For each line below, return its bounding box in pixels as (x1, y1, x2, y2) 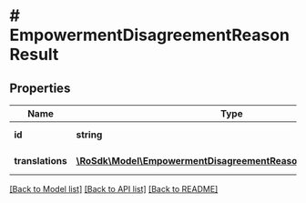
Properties (9, 80, 71, 96)
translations (14, 155, 67, 167)
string (76, 128, 103, 141)
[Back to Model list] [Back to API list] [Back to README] (9, 184, 219, 194)
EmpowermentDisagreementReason (9, 25, 290, 46)
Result (9, 45, 59, 65)
